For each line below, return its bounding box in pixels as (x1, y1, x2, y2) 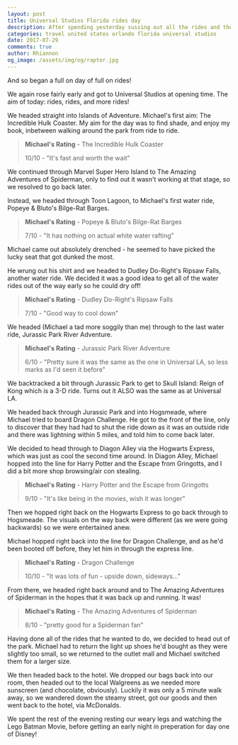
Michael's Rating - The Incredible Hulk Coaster (24, 140, 164, 148)
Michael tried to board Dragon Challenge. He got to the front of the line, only (7, 415, 230, 424)
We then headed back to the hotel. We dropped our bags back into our (7, 670, 214, 679)
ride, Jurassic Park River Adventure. (7, 330, 113, 338)
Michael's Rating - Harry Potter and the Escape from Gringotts (24, 480, 209, 489)
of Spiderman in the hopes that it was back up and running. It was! (7, 593, 202, 602)
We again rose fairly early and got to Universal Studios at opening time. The (7, 89, 228, 98)
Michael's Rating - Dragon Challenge (24, 558, 135, 566)
